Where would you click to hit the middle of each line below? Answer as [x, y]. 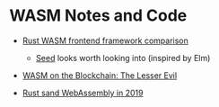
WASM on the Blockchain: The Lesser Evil [100, 75]
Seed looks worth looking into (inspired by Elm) [123, 58]
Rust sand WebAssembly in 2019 [83, 93]
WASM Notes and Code [98, 16]
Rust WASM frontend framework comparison [105, 40]
